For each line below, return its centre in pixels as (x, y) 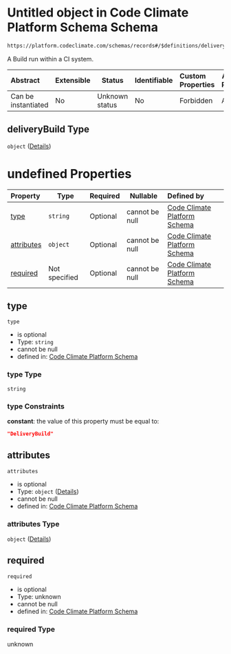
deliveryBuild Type (48, 129)
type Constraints (36, 406)
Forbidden (196, 100)
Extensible (73, 80)
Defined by (186, 196)
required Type (31, 629)
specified (63, 277)
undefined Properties (69, 174)
